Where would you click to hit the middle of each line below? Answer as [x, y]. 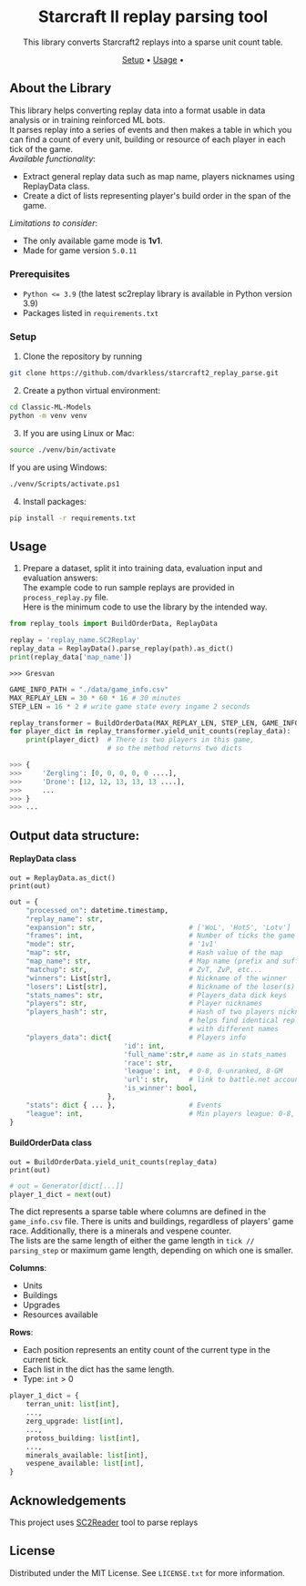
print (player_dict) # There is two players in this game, [140, 740]
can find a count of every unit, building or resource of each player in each [148, 139]
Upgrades [41, 1305]
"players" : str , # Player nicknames [144, 1004]
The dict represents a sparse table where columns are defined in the [138, 1212]
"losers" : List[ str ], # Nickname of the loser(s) [161, 987]
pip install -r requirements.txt [73, 518]
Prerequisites [40, 273]
